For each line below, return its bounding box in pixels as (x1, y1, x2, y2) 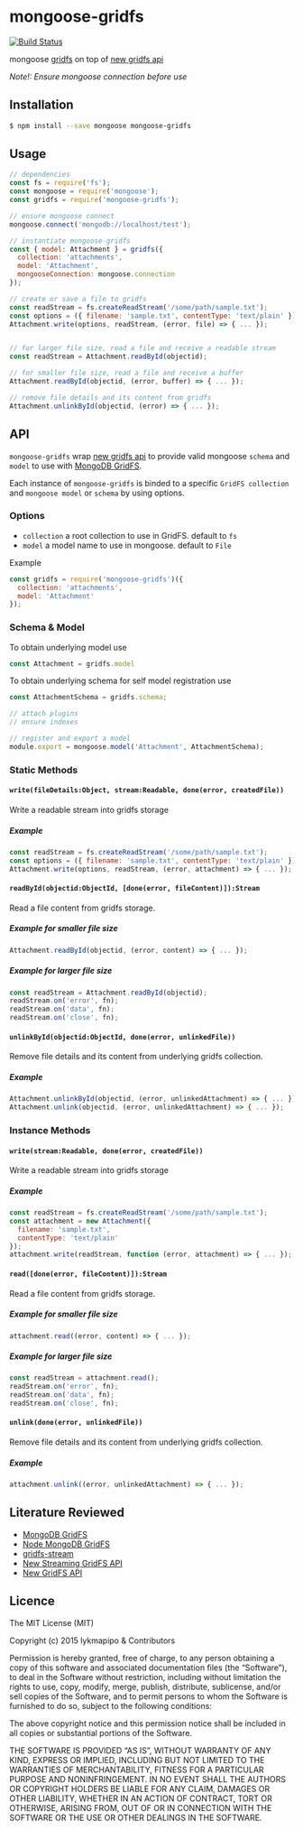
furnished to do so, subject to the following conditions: (9, 1700, 212, 1711)
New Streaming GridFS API (22, 1557, 124, 1568)
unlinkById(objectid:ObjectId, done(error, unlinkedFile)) (9, 1032, 236, 1041)
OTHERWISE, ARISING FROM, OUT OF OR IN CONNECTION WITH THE (9, 1802, 272, 1813)
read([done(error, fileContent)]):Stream (9, 1270, 168, 1279)
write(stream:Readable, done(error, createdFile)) (9, 1146, 204, 1156)
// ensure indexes (9, 717, 78, 727)
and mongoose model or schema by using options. (9, 487, 185, 498)
